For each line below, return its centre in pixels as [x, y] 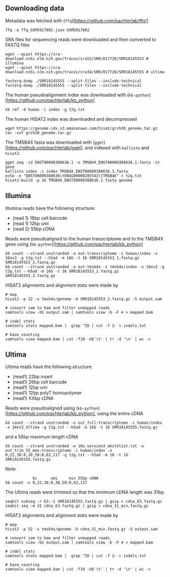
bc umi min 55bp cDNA [65, 478]
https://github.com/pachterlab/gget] [45, 148]
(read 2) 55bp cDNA [34, 229]
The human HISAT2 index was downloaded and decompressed [71, 119]
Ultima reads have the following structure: [49, 367]
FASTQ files [18, 45]
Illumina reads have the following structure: [50, 208]
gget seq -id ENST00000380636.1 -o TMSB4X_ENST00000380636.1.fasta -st [82, 162]
